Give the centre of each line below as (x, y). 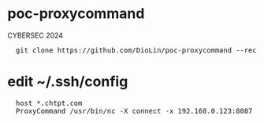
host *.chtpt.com (49, 103)
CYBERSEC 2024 (35, 35)
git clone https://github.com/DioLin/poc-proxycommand (124, 50)
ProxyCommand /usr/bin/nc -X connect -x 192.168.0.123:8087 (134, 111)
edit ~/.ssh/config (68, 82)
